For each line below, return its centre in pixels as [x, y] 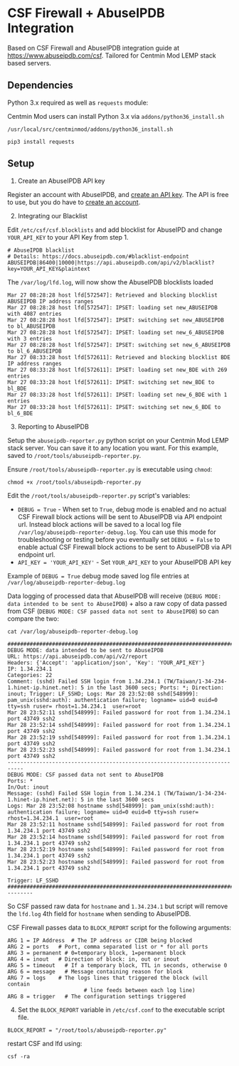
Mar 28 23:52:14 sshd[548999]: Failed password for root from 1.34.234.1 [119, 725]
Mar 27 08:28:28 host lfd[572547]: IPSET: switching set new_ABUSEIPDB [116, 320]
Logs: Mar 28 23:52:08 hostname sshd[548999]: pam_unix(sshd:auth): [111, 806]
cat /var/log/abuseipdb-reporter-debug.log [73, 631]
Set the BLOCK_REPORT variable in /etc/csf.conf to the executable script [121, 1009]
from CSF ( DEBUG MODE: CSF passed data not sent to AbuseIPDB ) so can [113, 611]
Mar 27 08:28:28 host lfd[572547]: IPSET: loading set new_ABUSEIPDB [113, 307]
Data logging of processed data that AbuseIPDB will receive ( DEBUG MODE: [115, 596]
